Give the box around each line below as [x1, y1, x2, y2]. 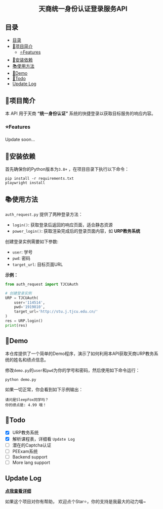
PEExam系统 [12, 448, 38, 454]
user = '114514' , [14, 300, 45, 305]
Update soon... [5, 137, 36, 143]
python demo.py [5, 377, 37, 382]
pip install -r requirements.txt [5, 176, 74, 181]
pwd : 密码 [12, 255, 31, 261]
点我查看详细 [5, 488, 31, 494]
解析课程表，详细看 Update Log [12, 436, 75, 442]
